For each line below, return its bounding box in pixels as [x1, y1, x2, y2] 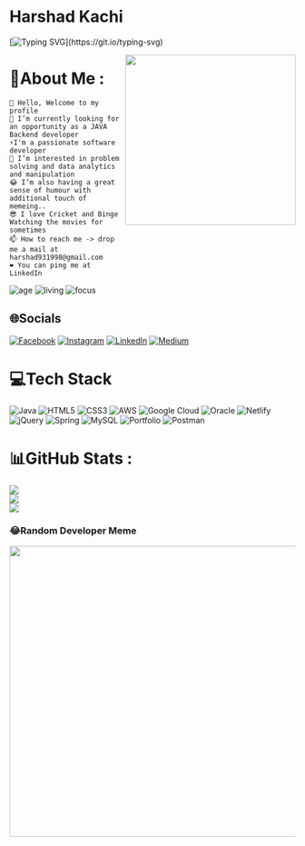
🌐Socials [9, 311, 62, 326]
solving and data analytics [9, 162, 116, 171]
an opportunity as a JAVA [9, 122, 107, 131]
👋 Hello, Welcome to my [9, 98, 100, 107]
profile [9, 106, 39, 115]
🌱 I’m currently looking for [9, 114, 120, 124]
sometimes [9, 225, 47, 234]
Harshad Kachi [9, 6, 124, 27]
